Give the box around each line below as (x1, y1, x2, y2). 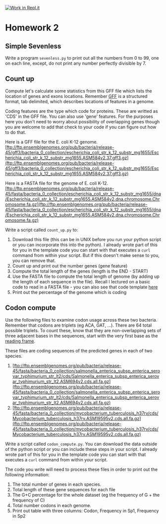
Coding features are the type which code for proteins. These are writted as (5, 108, 158, 114)
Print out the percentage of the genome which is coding (12, 289, 127, 295)
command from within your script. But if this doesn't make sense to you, (12, 252, 160, 258)
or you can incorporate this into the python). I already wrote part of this (12, 242, 158, 248)
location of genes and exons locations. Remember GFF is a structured (5, 93, 148, 99)
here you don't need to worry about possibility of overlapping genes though (5, 118, 160, 124)
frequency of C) (12, 497, 45, 503)
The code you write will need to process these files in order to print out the (5, 466, 158, 472)
